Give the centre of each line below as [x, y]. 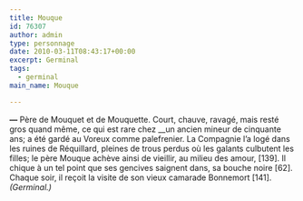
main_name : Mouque [44, 85]
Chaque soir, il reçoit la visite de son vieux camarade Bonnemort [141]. [141, 177]
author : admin [36, 35]
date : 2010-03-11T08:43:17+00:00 [73, 52]
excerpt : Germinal [44, 60]
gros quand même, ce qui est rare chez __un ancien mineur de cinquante [145, 129]
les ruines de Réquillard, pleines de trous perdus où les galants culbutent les [152, 148]
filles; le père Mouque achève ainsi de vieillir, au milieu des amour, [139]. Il [148, 158]
